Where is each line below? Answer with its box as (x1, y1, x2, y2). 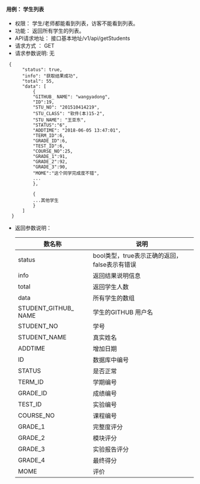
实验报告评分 (92, 445, 129, 454)
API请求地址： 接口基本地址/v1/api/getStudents (14, 35, 130, 42)
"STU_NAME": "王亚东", (32, 117, 86, 123)
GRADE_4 (17, 456, 45, 464)
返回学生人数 (92, 283, 129, 291)
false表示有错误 (92, 260, 137, 269)
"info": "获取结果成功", (21, 73, 79, 79)
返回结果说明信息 (92, 272, 141, 280)
